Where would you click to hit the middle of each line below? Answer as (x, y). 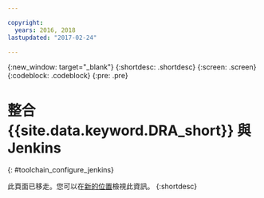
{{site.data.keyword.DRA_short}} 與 (130, 131)
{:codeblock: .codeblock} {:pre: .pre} (68, 76)
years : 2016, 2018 (45, 30)
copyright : (26, 22)
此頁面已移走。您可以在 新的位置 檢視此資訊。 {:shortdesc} (102, 186)
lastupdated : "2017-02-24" (52, 38)
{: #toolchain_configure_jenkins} (61, 170)
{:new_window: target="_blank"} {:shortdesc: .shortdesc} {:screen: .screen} (132, 67)
